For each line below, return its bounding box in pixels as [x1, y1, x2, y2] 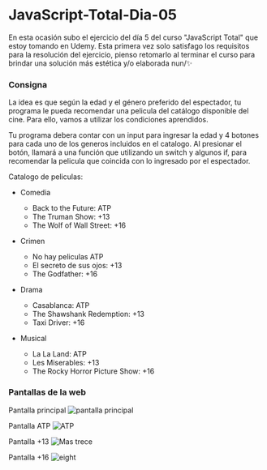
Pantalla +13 [8, 436, 50, 446]
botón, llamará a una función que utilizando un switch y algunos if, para [8, 147, 248, 157]
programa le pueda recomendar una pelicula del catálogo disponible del [8, 106, 249, 116]
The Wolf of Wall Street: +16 [32, 220, 127, 230]
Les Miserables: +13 [32, 358, 100, 368]
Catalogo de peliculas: [8, 172, 84, 182]
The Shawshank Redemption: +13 [32, 310, 144, 319]
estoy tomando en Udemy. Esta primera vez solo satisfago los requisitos [8, 41, 250, 50]
